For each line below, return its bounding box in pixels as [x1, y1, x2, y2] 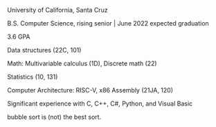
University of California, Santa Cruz [7, 6, 109, 14]
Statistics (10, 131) [7, 72, 58, 81]
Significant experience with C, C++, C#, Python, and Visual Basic [7, 99, 193, 108]
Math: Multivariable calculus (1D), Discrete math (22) [7, 59, 157, 68]
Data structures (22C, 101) [7, 46, 82, 54]
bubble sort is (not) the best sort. [7, 113, 102, 121]
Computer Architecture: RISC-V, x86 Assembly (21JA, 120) [7, 86, 174, 94]
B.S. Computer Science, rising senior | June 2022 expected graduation [7, 19, 209, 27]
